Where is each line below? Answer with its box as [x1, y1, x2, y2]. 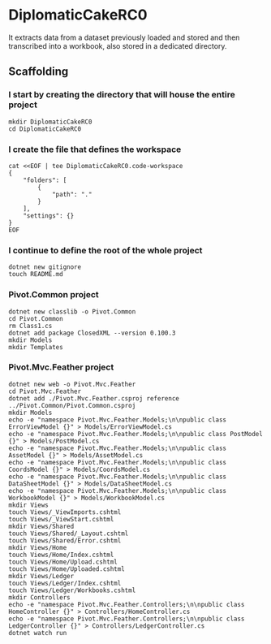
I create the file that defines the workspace [8, 144, 182, 155]
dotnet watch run [8, 629, 67, 637]
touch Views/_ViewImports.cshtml [8, 508, 122, 516]
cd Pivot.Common [8, 314, 63, 322]
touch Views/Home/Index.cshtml [8, 551, 114, 559]
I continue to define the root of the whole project [8, 244, 203, 256]
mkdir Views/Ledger [8, 572, 75, 580]
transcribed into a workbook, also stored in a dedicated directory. [8, 41, 227, 50]
